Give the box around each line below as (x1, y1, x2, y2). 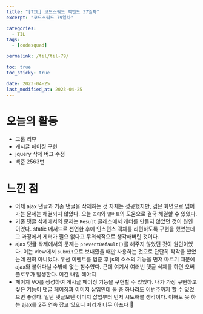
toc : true (6, 64, 32, 70)
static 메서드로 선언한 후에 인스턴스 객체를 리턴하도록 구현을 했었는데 (33, 225, 196, 233)
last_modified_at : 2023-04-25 (6, 86, 83, 93)
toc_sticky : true (6, 70, 50, 76)
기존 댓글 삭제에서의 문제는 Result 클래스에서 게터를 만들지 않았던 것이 (15, 218, 182, 225)
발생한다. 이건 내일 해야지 (36, 270, 96, 278)
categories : (6, 25, 36, 31)
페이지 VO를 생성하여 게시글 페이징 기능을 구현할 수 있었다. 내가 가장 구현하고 (15, 278, 198, 286)
